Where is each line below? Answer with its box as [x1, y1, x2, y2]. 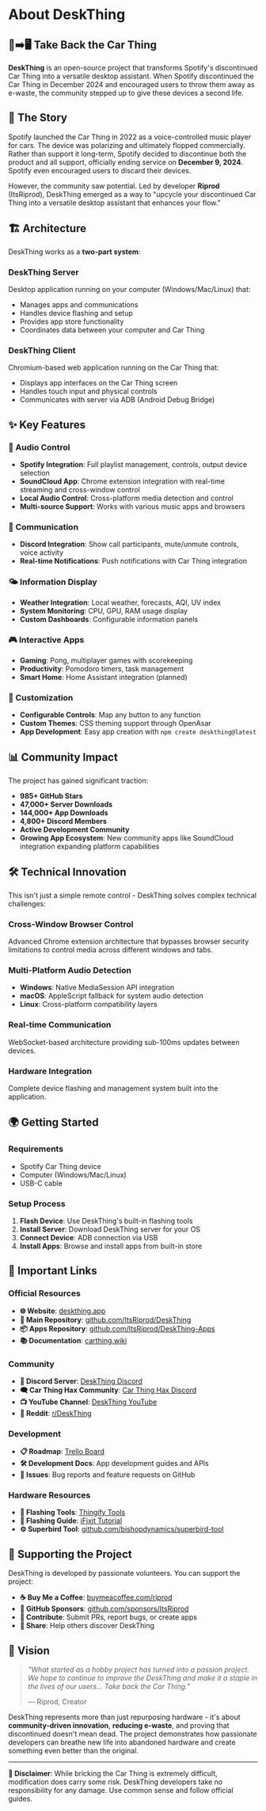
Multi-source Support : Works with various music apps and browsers [19, 501, 245, 511]
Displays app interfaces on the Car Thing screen [19, 378, 178, 388]
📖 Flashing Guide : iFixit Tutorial [19, 1516, 123, 1525]
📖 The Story [8, 111, 67, 124]
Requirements [8, 1144, 64, 1155]
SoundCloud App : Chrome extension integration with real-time [19, 476, 226, 486]
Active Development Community [19, 825, 130, 834]
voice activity [19, 548, 64, 557]
